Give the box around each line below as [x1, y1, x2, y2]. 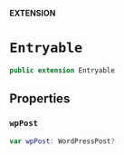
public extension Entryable [9, 65, 116, 75]
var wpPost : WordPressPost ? [9, 136, 116, 146]
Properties [9, 91, 71, 107]
